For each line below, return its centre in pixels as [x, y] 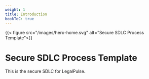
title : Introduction [26, 14]
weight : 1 [15, 10]
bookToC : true [20, 19]
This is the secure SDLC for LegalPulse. [45, 71]
